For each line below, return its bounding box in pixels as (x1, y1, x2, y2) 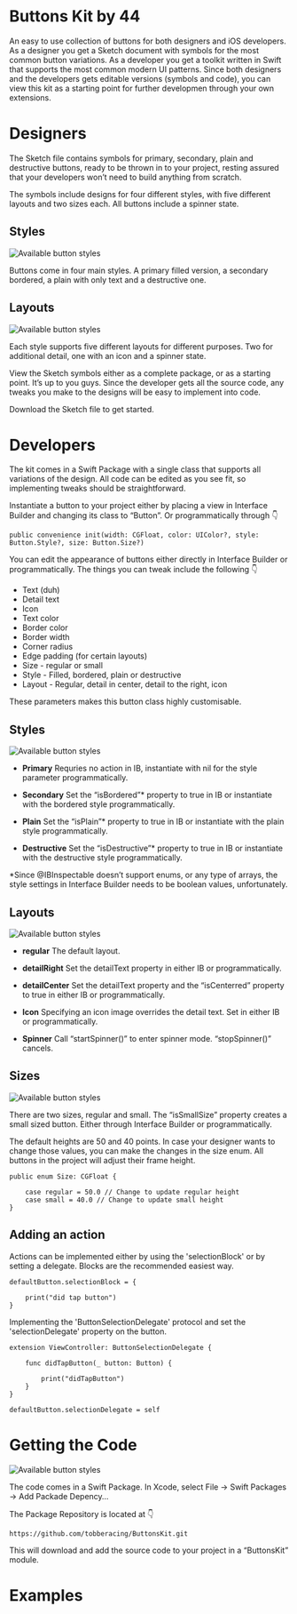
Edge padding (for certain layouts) (21, 651, 148, 661)
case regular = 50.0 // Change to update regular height (25, 1187, 240, 1196)
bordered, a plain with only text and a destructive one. (9, 274, 207, 285)
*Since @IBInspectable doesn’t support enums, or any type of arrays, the (9, 869, 278, 881)
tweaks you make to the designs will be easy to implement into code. (9, 387, 262, 397)
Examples (9, 1585, 83, 1605)
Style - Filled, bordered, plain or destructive (21, 669, 182, 681)
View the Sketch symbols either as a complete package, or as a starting (9, 367, 271, 379)
